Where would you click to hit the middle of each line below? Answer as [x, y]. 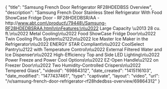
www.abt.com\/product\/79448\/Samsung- [62, 23]
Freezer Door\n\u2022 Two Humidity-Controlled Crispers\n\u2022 [73, 65]
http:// [12, 23]
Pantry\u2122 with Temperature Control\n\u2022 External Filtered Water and [83, 49]
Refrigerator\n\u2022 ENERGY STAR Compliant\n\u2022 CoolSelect [75, 44]
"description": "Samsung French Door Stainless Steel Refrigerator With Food [84, 12]
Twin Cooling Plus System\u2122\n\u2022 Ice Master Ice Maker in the [77, 39]
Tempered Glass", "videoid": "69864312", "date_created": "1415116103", [79, 71]
